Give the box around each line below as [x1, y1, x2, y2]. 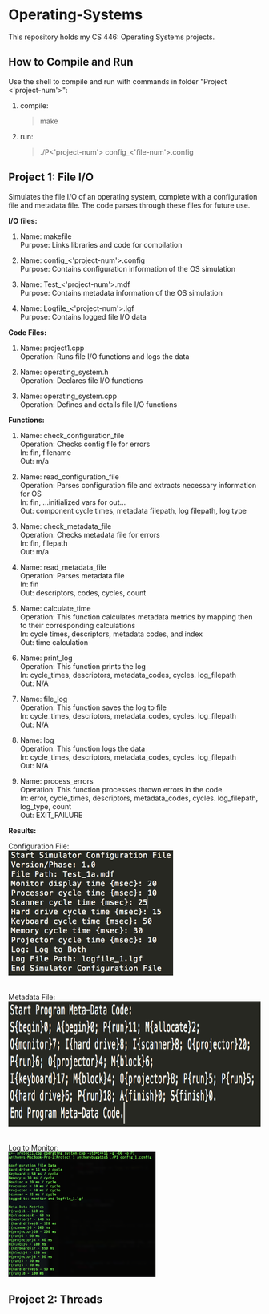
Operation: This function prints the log [19, 661, 147, 671]
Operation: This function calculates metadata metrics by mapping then [19, 611, 253, 622]
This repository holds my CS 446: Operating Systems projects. [8, 32, 215, 42]
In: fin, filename [19, 447, 72, 457]
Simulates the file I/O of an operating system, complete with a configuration [8, 191, 258, 201]
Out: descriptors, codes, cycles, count [19, 587, 147, 598]
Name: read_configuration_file [19, 471, 120, 482]
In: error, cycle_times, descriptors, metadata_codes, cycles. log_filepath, [19, 793, 259, 803]
